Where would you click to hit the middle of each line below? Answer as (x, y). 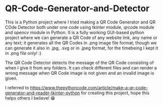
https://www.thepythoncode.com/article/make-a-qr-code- (89, 87)
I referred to (17, 87)
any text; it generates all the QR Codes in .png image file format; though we (81, 42)
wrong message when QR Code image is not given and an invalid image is (80, 73)
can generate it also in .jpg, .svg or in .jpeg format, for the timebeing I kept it (81, 48)
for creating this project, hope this (115, 93)
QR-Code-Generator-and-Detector (77, 9)
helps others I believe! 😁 (30, 98)
